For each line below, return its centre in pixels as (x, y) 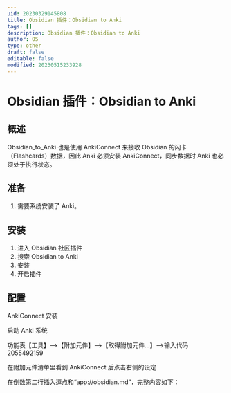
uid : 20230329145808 (37, 13)
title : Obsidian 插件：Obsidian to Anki (65, 20)
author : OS (23, 39)
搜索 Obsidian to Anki (47, 257)
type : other (24, 46)
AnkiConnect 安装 (33, 316)
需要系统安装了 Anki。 (49, 206)
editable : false (30, 59)
